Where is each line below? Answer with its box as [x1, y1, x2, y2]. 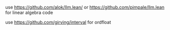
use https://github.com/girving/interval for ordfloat [5, 19, 111, 25]
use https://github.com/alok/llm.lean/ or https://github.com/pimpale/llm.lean [5, 4, 164, 10]
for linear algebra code [5, 9, 53, 15]
